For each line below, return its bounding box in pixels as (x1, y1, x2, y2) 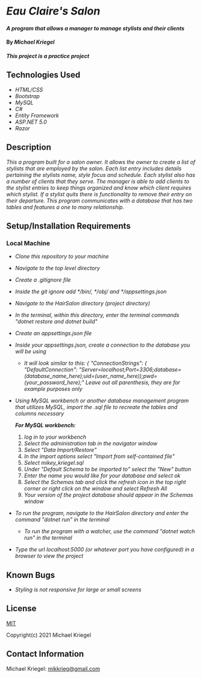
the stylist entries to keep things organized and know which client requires (6, 184, 192, 191)
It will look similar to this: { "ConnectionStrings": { (24, 359, 147, 367)
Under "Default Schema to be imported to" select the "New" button (24, 465, 192, 473)
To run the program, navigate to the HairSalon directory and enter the (14, 510, 189, 517)
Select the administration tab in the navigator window (24, 440, 158, 447)
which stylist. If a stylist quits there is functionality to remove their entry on (6, 190, 192, 198)
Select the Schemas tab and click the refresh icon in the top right (24, 479, 186, 486)
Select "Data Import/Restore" (24, 447, 97, 454)
